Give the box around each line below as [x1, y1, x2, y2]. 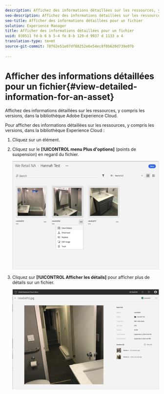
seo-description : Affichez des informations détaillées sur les [5, 13, 139, 18]
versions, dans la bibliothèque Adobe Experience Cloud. [5, 113, 118, 118]
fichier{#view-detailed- [39, 81, 138, 92]
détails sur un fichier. [12, 279, 55, 285]
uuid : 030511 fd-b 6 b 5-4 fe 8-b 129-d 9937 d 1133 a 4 [5, 34, 123, 39]
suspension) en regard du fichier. [12, 151, 79, 157]
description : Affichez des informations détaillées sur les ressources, [5, 8, 156, 13]
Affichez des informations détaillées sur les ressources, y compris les [5, 107, 145, 113]
